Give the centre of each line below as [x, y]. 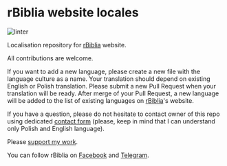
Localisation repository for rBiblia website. [67, 45]
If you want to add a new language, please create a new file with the [104, 71]
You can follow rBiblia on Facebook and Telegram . [78, 155]
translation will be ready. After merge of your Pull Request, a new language [113, 93]
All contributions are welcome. [50, 58]
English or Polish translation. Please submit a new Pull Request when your [112, 86]
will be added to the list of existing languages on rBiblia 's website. [100, 100]
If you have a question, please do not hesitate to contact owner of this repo [113, 114]
